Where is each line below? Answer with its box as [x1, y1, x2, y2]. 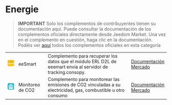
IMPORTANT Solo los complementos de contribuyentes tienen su [17, 20, 156, 27]
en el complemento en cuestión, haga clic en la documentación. [17, 37, 153, 43]
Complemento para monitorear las [48, 76, 120, 82]
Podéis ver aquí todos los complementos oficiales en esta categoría [17, 42, 161, 48]
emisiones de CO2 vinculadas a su [48, 82, 121, 88]
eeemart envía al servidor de [48, 64, 109, 70]
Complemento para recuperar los [48, 52, 118, 59]
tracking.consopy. [48, 69, 86, 75]
